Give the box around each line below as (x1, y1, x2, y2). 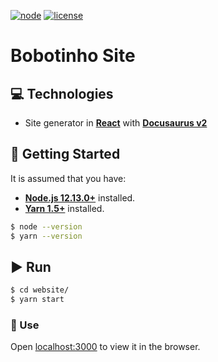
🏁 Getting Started (10, 146, 121, 163)
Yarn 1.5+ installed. (24, 202, 105, 214)
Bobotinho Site (10, 45, 136, 67)
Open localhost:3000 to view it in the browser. (10, 341, 201, 353)
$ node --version (10, 221, 83, 232)
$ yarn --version (10, 231, 83, 241)
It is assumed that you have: (10, 172, 127, 184)
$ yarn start (10, 295, 65, 305)
